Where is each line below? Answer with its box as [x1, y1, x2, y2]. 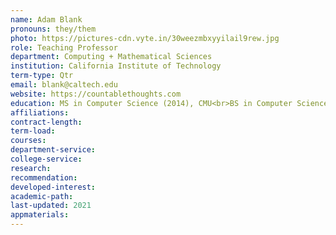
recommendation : [10, 172, 78, 183]
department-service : [10, 145, 97, 155]
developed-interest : [10, 182, 97, 192]
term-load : [10, 126, 56, 136]
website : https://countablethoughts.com [10, 89, 182, 99]
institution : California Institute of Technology [10, 61, 222, 71]
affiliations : [10, 107, 70, 118]
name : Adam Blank [10, 14, 83, 25]
